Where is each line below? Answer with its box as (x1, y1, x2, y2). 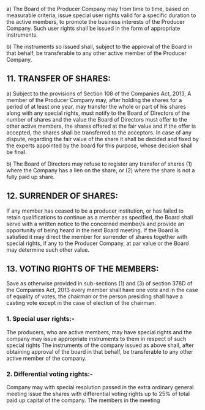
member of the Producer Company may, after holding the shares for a (6, 96, 182, 103)
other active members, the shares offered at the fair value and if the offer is (6, 122, 196, 130)
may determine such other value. (6, 246, 90, 253)
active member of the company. (6, 354, 87, 362)
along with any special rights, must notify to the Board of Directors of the (6, 109, 190, 117)
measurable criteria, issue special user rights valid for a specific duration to (6, 12, 196, 19)
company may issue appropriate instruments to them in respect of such (6, 335, 187, 342)
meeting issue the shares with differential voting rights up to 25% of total (6, 390, 190, 398)
